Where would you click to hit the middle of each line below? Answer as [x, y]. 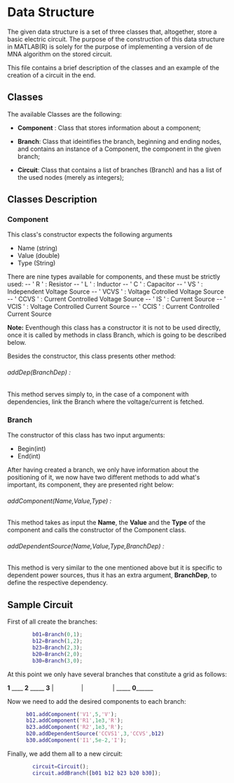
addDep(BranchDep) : [39, 372]
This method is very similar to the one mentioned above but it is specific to [115, 568]
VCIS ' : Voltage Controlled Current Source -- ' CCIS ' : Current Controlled [113, 307]
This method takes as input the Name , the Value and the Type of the [106, 522]
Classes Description [52, 200]
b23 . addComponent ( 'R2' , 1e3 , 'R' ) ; [75, 728]
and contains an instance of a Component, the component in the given [119, 149]
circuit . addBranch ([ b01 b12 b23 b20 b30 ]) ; [97, 773]
